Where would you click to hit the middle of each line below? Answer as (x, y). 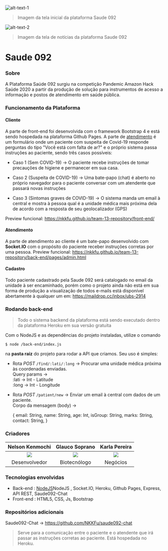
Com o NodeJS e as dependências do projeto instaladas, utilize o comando (83, 335)
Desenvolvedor (30, 462)
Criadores (18, 434)
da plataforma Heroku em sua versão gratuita (64, 326)
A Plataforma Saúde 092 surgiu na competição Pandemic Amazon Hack (79, 84)
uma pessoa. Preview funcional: (38, 252)
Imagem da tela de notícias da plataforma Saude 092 (72, 37)
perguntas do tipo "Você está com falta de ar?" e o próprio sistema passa (81, 147)
